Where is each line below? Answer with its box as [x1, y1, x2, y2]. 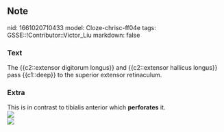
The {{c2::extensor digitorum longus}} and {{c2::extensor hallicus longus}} [7, 64, 218, 72]
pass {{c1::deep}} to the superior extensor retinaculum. [7, 71, 162, 79]
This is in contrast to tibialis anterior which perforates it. [7, 103, 166, 111]
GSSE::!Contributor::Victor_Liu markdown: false [7, 31, 140, 39]
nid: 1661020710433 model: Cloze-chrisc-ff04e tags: [7, 23, 156, 31]
